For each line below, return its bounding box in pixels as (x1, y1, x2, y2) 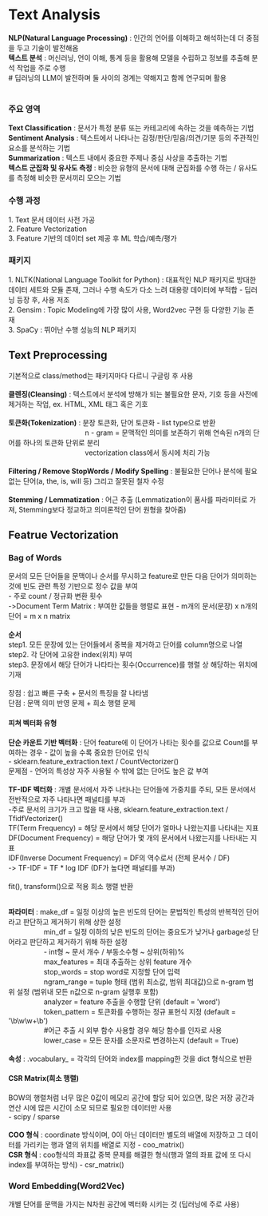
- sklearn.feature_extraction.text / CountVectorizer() (8, 756, 179, 766)
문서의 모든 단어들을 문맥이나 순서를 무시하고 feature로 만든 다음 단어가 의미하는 (8, 572, 258, 581)
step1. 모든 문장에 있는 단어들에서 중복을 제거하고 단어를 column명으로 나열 (8, 640, 243, 649)
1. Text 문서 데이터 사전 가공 (8, 214, 96, 225)
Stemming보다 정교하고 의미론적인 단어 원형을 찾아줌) (18, 504, 187, 514)
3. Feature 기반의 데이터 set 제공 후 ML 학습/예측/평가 (8, 233, 177, 243)
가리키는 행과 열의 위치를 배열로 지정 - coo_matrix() (22, 1139, 185, 1149)
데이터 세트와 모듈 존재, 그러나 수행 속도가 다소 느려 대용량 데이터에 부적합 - (8, 285, 243, 294)
